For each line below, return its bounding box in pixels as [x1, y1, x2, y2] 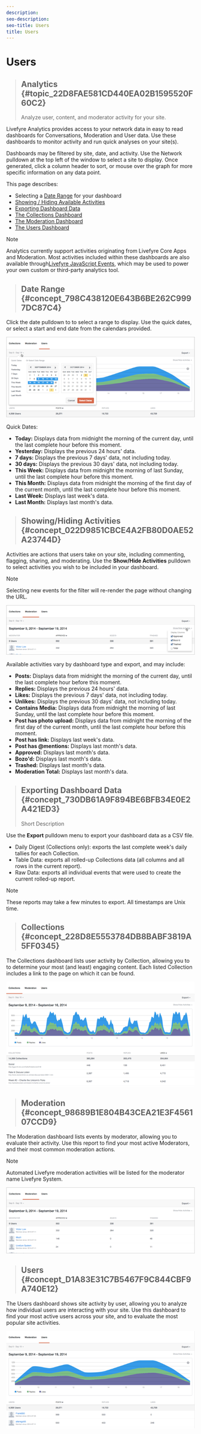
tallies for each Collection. [14, 849, 80, 857]
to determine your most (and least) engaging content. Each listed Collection [6, 963, 193, 971]
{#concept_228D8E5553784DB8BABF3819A [20, 932, 192, 942]
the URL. [6, 593, 28, 600]
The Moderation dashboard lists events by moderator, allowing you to [6, 1133, 178, 1140]
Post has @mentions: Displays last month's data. [14, 743, 138, 750]
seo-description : [6, 16, 50, 22]
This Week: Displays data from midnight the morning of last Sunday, [14, 466, 184, 474]
